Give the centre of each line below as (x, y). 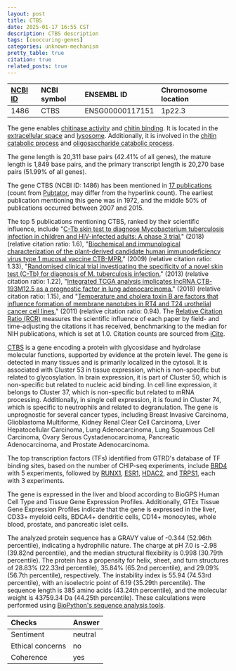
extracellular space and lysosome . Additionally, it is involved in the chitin (112, 135)
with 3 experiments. (36, 480)
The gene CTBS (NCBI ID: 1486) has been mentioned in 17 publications (110, 185)
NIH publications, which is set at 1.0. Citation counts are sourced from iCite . (116, 333)
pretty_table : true (36, 54)
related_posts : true (38, 66)
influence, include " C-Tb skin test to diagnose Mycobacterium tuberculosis (116, 229)
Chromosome (184, 90)
